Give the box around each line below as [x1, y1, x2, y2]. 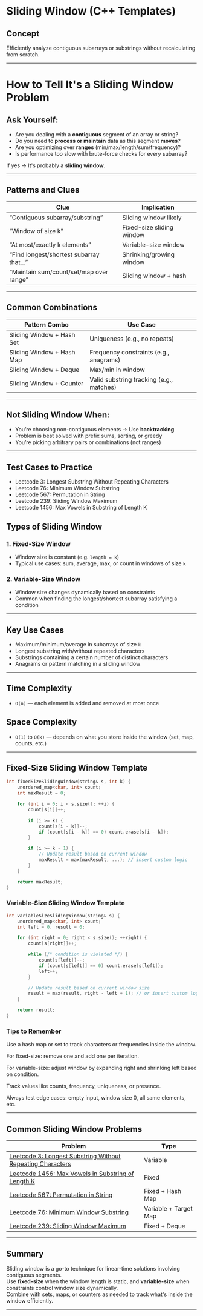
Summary [6, 1249, 44, 1259]
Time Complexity [6, 683, 72, 694]
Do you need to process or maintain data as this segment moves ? [14, 138, 181, 144]
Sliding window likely [122, 213, 182, 222]
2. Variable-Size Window [6, 574, 81, 583]
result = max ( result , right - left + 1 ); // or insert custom [28, 991, 188, 997]
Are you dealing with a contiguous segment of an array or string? [14, 131, 179, 138]
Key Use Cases [6, 625, 65, 635]
